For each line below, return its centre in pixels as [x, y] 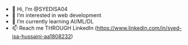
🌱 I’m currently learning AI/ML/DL [53, 21]
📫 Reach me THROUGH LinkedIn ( [54, 28]
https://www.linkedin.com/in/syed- [139, 28]
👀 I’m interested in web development [57, 15]
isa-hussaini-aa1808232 [41, 36]
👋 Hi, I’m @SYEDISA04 [40, 9]
